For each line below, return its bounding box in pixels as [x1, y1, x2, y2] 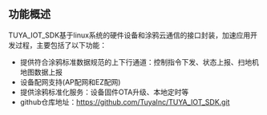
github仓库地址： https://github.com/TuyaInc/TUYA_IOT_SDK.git [19, 97, 230, 106]
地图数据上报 [19, 67, 63, 77]
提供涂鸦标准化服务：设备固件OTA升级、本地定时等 [19, 87, 189, 97]
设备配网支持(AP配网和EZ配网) [19, 77, 121, 86]
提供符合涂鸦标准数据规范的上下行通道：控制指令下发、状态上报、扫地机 [19, 57, 259, 66]
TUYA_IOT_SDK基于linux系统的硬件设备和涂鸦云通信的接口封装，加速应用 [8, 30, 251, 40]
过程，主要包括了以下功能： [14, 40, 107, 50]
